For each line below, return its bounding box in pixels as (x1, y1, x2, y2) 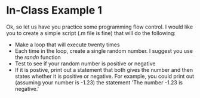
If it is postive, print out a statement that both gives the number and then (14, 66, 193, 73)
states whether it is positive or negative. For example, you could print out (14, 72, 195, 80)
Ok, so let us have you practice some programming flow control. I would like (6, 23, 193, 30)
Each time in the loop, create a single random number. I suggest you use (14, 47, 193, 54)
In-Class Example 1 (6, 4, 103, 17)
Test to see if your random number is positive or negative (14, 60, 156, 67)
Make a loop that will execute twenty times (14, 41, 121, 48)
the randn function (14, 53, 61, 61)
